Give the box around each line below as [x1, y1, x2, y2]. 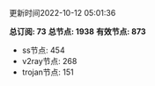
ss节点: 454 [21, 45, 65, 55]
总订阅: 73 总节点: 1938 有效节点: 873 [9, 26, 147, 37]
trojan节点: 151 [21, 67, 74, 77]
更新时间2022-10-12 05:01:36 [9, 8, 116, 18]
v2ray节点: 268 [21, 56, 77, 66]
